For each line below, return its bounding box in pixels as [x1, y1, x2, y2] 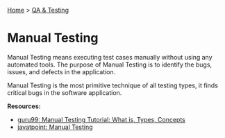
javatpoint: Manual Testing [17, 123, 93, 131]
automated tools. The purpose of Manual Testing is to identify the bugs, [7, 60, 212, 69]
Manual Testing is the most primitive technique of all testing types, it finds [7, 81, 219, 89]
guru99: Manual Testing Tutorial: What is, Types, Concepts [17, 115, 185, 123]
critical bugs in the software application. [7, 88, 122, 96]
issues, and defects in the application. [7, 67, 116, 76]
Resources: [7, 102, 41, 110]
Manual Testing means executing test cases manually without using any [7, 53, 213, 61]
